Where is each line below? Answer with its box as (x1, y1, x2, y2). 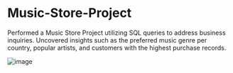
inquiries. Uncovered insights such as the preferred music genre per (7, 35, 207, 44)
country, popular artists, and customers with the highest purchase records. (7, 43, 227, 52)
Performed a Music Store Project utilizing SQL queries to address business (7, 28, 226, 37)
